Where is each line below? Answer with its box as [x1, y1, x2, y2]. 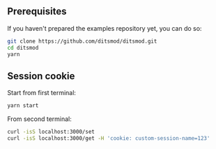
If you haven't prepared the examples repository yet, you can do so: [7, 24, 202, 32]
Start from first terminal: [7, 89, 77, 97]
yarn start [7, 102, 39, 109]
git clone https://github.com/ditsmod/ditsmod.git [7, 38, 157, 45]
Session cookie [7, 70, 75, 82]
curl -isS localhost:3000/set [7, 129, 95, 136]
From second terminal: [7, 115, 72, 123]
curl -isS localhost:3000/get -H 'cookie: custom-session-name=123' [7, 135, 210, 142]
